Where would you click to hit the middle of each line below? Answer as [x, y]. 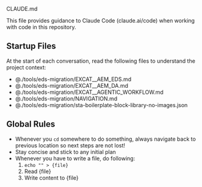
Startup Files [31, 46]
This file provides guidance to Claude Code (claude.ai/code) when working [101, 20]
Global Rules [31, 124]
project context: [26, 67]
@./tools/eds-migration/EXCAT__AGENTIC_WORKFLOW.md [89, 92]
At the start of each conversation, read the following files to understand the [101, 61]
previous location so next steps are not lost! [70, 145]
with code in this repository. [41, 27]
